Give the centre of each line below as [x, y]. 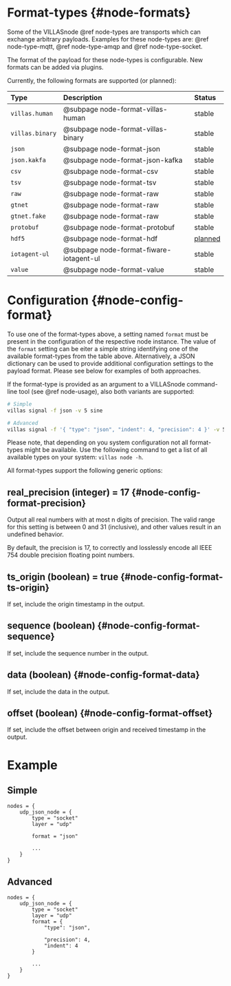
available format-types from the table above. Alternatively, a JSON [101, 356]
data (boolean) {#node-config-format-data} [104, 675]
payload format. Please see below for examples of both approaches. [104, 371]
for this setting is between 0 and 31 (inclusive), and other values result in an [114, 527]
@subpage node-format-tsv [110, 182]
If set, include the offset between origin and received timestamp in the [107, 730]
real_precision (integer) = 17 [68, 492]
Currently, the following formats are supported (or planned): [92, 80]
